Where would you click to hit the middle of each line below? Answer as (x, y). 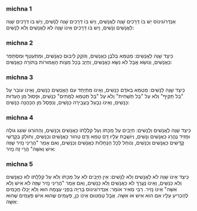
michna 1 (19, 9)
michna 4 (20, 117)
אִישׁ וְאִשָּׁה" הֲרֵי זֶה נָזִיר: (31, 149)
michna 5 (20, 164)
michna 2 (20, 43)
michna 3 (20, 77)
